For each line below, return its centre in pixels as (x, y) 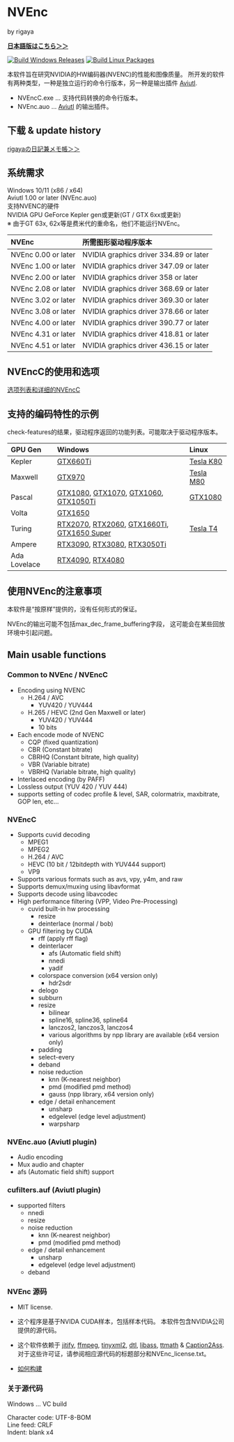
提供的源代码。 (39, 1330)
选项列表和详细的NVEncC (44, 390)
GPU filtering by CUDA (60, 931)
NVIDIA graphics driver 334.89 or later (146, 254)
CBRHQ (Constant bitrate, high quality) (83, 757)
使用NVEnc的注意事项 (55, 591)
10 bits (47, 727)
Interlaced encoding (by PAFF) (61, 779)
